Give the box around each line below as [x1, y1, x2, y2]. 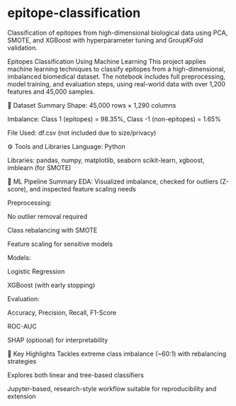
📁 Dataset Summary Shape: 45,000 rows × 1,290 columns [7, 101, 176, 109]
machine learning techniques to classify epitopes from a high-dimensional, [7, 64, 225, 73]
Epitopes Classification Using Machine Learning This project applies [7, 57, 207, 65]
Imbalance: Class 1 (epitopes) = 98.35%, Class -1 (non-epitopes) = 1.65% [7, 115, 221, 123]
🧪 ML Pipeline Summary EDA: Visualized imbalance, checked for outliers [7, 177, 218, 186]
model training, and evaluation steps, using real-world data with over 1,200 [7, 79, 225, 88]
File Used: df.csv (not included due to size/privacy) [7, 128, 157, 137]
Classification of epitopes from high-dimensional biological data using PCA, [7, 28, 228, 37]
